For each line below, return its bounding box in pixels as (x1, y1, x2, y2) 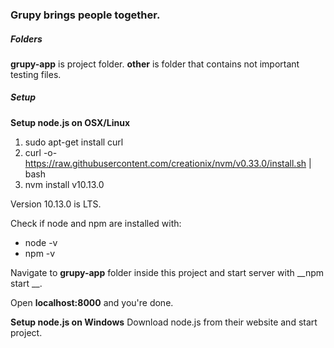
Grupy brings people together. (10, 8, 161, 22)
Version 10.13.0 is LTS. (10, 198, 102, 210)
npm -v (24, 247, 56, 259)
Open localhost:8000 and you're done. (10, 296, 174, 308)
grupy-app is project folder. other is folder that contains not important (10, 58, 300, 70)
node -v (24, 236, 58, 248)
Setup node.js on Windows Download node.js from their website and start (10, 316, 318, 328)
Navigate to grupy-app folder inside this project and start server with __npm (10, 266, 325, 278)
